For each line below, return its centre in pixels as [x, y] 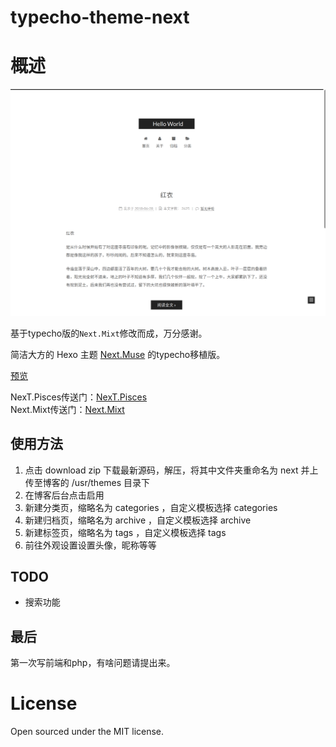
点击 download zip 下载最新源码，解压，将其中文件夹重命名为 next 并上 [171, 470]
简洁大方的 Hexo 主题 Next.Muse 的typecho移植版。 [118, 354]
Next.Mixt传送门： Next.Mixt [67, 409]
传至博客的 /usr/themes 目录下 [87, 482]
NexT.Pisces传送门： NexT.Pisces [79, 397]
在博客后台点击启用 [64, 495]
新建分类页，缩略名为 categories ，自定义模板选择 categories [151, 507]
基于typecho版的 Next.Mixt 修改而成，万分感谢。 [109, 333]
